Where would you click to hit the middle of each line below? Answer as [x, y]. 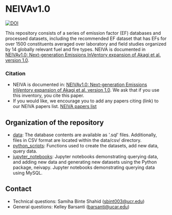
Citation [15, 73]
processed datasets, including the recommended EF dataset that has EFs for [86, 38]
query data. [25, 151]
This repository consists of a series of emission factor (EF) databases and [83, 33]
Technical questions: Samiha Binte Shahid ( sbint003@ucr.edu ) [79, 201]
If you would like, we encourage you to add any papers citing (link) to [85, 101]
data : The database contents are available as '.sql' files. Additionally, [85, 135]
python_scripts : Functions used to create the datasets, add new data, [85, 146]
